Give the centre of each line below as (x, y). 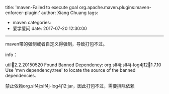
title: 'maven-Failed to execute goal (42, 7)
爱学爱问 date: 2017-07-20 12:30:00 (50, 28)
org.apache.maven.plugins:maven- (115, 7)
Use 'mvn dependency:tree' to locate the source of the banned (70, 70)
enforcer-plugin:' (23, 13)
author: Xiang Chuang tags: (69, 13)
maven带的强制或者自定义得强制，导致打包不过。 (56, 44)
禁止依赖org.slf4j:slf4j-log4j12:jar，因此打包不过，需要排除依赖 (70, 86)
